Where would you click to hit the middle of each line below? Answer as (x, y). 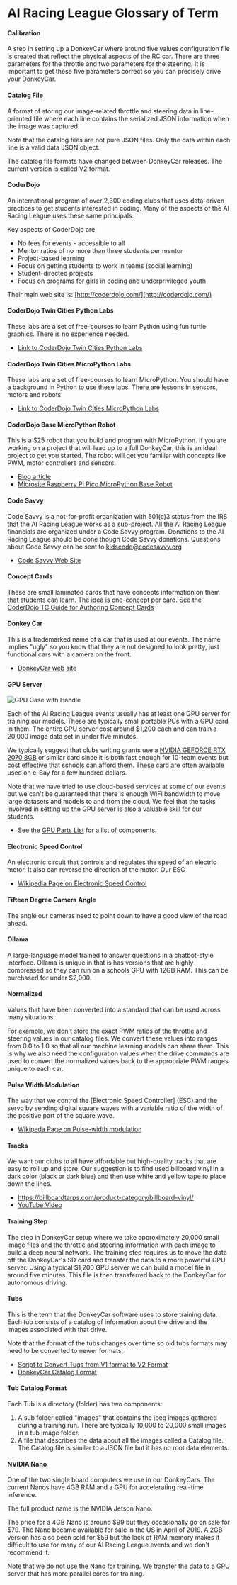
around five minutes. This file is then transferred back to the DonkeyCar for (117, 1275)
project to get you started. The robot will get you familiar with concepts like (117, 456)
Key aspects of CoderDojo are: (52, 229)
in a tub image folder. (48, 1433)
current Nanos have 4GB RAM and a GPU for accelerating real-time (105, 1487)
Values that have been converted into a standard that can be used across (114, 1010)
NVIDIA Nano (27, 1464)
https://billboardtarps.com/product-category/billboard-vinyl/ (105, 1198)
